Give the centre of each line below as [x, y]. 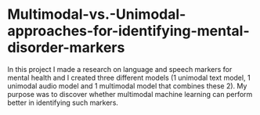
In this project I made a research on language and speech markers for [120, 69]
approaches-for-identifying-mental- [128, 31]
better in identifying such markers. [63, 102]
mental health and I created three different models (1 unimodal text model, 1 [129, 77]
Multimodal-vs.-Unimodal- [97, 14]
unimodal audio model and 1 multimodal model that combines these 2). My [127, 86]
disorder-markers [66, 48]
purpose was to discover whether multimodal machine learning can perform [130, 94]
